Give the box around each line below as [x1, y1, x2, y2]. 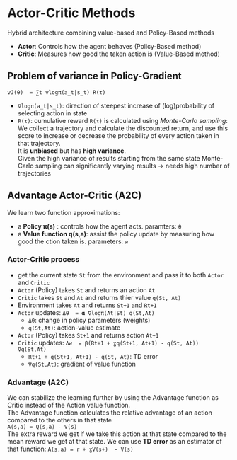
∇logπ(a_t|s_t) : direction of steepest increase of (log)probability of [17, 101, 215, 110]
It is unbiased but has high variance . [17, 146, 126, 155]
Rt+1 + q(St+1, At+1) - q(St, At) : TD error [28, 352, 158, 360]
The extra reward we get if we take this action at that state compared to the [7, 430, 227, 438]
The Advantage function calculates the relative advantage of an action [7, 408, 212, 417]
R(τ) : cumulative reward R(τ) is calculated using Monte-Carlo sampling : [17, 116, 229, 125]
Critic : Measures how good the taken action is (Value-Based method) [17, 50, 221, 58]
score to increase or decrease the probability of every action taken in [17, 131, 219, 139]
